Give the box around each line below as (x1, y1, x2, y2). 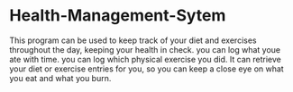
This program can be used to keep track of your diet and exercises (9, 35, 257, 46)
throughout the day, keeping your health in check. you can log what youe (9, 44, 281, 54)
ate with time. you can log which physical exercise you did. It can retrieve (9, 54, 281, 64)
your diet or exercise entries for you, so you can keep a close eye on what (9, 63, 284, 74)
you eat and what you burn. (9, 72, 112, 83)
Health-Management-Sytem (9, 5, 226, 26)
